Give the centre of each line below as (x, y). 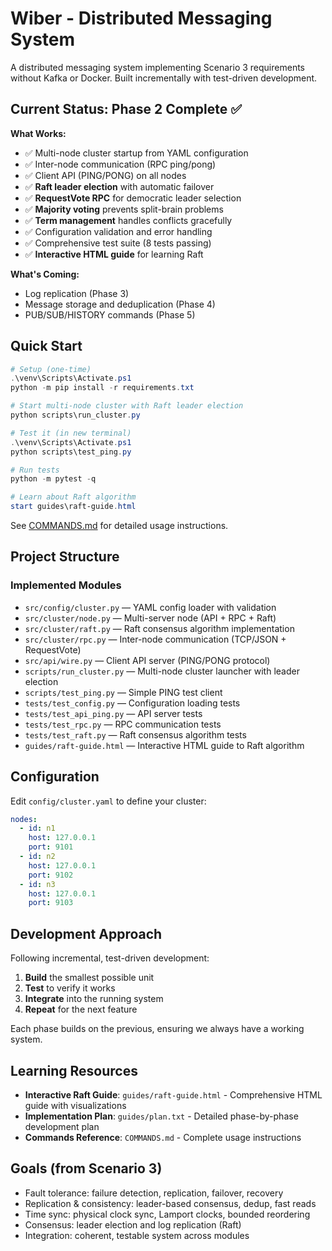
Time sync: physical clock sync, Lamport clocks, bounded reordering (167, 1214)
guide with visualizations (75, 1105)
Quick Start (46, 346)
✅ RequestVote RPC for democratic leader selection (133, 198)
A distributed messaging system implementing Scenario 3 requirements (157, 67)
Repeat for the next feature (81, 1009)
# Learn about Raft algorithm (73, 497)
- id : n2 (37, 857)
